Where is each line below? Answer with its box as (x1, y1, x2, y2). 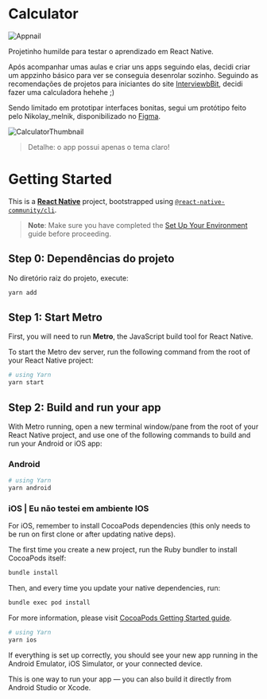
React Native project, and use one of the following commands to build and (8, 430, 251, 439)
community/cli (8, 206, 56, 214)
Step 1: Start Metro (8, 310, 103, 324)
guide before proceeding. (27, 229, 111, 238)
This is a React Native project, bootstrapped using (8, 196, 173, 206)
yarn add (8, 289, 37, 296)
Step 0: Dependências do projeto (8, 252, 175, 265)
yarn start (8, 379, 44, 387)
